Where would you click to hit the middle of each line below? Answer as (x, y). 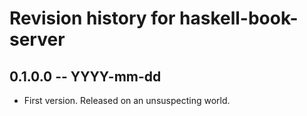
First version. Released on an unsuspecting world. (127, 100)
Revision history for (92, 18)
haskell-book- (239, 18)
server (37, 39)
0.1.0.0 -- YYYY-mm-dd (85, 76)
